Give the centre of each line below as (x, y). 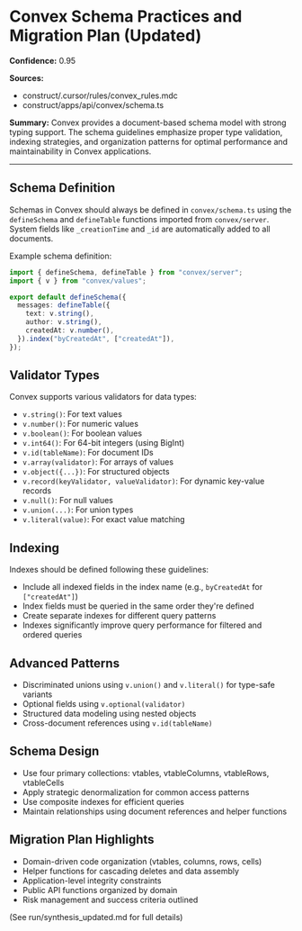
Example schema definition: (61, 256)
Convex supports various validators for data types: (103, 397)
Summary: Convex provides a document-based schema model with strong (148, 122)
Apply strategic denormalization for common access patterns (136, 792)
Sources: (27, 77)
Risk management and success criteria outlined (110, 899)
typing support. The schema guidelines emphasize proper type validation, (146, 131)
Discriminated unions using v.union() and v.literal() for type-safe (149, 685)
